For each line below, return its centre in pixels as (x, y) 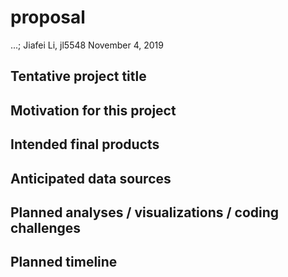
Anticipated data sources (91, 178)
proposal (48, 17)
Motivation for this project (93, 110)
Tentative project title (78, 76)
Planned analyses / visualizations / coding (145, 212)
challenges (46, 227)
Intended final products (85, 144)
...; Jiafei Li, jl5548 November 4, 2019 (87, 45)
